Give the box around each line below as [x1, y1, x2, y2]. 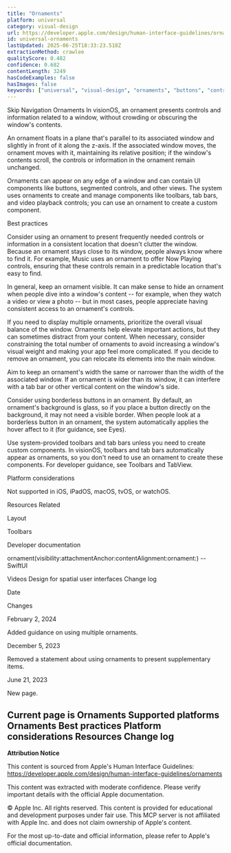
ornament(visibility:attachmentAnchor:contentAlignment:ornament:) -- [7, 554, 206, 563]
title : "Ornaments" [7, 10, 63, 17]
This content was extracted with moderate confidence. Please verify [7, 783, 201, 791]
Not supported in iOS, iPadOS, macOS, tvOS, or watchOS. [7, 488, 170, 496]
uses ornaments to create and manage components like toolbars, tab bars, [7, 191, 219, 200]
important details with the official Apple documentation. [7, 790, 164, 799]
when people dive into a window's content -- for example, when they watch [7, 290, 221, 299]
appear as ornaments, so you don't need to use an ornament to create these [7, 453, 223, 462]
